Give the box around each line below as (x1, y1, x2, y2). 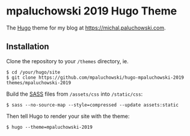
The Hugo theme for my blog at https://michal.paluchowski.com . (6, 24, 166, 31)
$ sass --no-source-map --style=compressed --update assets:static (6, 102, 179, 108)
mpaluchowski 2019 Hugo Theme (6, 4, 177, 18)
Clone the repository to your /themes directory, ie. (6, 57, 129, 64)
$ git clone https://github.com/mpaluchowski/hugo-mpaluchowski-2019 (6, 74, 185, 81)
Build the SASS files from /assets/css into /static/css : (6, 90, 143, 97)
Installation (6, 42, 49, 52)
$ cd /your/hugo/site (6, 69, 61, 75)
